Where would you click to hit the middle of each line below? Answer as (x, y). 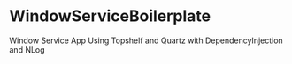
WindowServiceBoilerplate (110, 16)
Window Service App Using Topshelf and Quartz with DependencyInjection (146, 40)
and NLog (27, 49)
